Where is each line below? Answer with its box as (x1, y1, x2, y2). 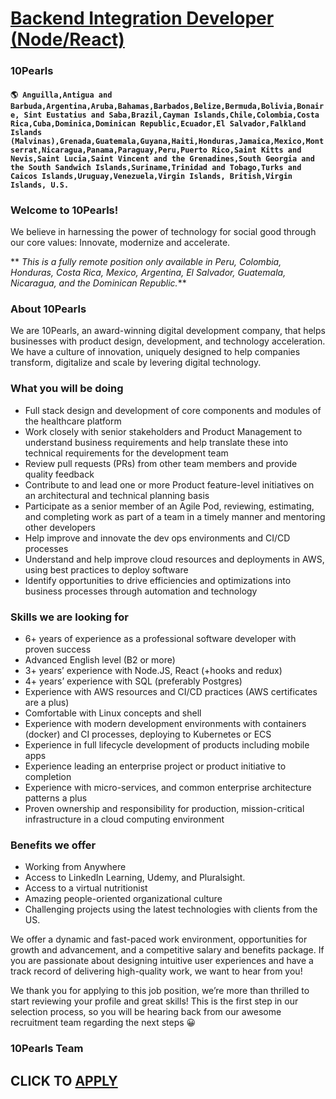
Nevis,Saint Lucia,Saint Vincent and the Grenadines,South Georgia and (10, 153, 315, 164)
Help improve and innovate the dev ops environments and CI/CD (24, 532, 291, 544)
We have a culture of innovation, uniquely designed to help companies (10, 346, 301, 358)
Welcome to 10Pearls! (10, 203, 119, 217)
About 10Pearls (10, 302, 87, 316)
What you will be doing (10, 382, 124, 396)
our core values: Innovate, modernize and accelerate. (10, 237, 231, 248)
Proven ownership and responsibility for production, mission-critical (24, 802, 305, 814)
